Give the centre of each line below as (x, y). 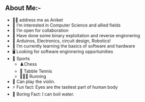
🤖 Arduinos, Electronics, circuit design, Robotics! (61, 41)
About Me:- (23, 8)
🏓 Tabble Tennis (36, 71)
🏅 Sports (21, 58)
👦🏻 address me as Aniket (38, 20)
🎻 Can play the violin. (34, 81)
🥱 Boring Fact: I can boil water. (43, 94)
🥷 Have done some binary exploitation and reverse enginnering (76, 35)
